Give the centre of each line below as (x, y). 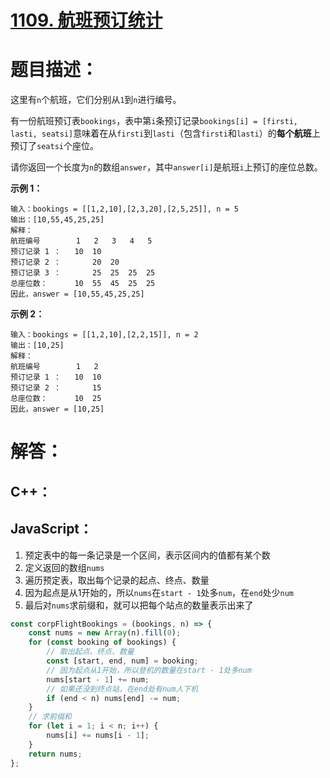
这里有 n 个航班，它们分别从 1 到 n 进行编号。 (96, 100)
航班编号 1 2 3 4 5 (81, 241)
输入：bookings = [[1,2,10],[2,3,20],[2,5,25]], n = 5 (124, 209)
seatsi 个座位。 (67, 146)
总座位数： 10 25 (56, 399)
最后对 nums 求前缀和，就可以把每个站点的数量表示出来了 (139, 605)
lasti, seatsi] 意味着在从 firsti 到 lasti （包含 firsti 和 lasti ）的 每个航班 (161, 133)
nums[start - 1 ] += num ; (98, 679)
